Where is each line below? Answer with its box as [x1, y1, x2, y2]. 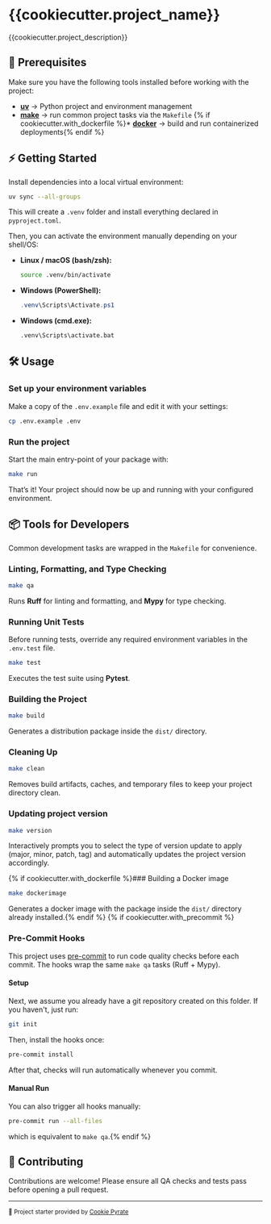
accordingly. [8, 858, 50, 868]
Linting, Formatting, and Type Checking [8, 563, 167, 574]
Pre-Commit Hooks [8, 933, 85, 944]
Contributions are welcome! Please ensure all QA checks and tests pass [8, 1176, 248, 1186]
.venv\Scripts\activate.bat [19, 332, 115, 340]
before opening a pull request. [8, 1184, 109, 1195]
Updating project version [8, 808, 108, 820]
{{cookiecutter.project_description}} [8, 32, 128, 42]
